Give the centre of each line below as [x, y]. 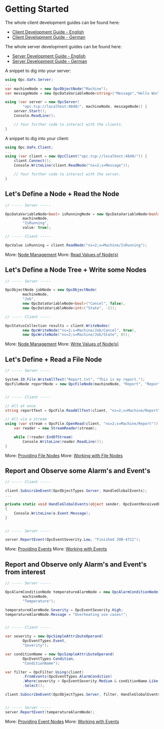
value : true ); [37, 228]
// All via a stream [26, 419]
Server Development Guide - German [50, 61]
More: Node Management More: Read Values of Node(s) [62, 254]
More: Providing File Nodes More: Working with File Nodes [64, 455]
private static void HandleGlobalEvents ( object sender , [63, 504]
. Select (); [34, 686]
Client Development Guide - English [48, 32]
